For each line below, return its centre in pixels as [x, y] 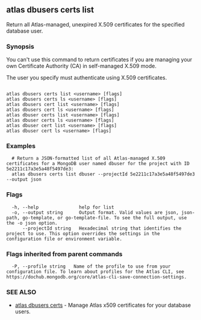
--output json [24, 180]
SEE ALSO [21, 292]
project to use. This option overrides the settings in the [83, 234]
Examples [21, 146]
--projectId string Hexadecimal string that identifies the [102, 228]
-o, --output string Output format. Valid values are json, [95, 212]
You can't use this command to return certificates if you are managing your [99, 60]
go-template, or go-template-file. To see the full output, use [104, 218]
